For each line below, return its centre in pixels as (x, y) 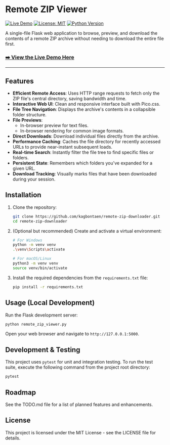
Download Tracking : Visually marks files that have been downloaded (84, 174)
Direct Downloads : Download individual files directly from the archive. (86, 136)
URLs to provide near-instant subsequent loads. (62, 147)
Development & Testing (43, 350)
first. (10, 43)
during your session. (34, 179)
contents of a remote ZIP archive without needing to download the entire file (85, 38)
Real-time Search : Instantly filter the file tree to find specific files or (83, 152)
